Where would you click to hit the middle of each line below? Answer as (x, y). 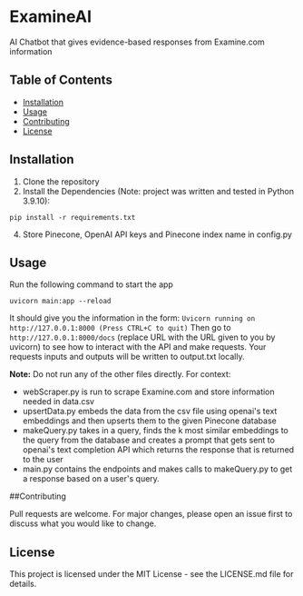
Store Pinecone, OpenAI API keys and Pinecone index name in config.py (157, 234)
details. (23, 584)
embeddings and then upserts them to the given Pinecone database (149, 421)
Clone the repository (61, 181)
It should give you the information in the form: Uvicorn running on (132, 318)
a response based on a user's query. (91, 479)
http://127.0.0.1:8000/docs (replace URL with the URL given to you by (142, 337)
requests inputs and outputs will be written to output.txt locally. (127, 357)
